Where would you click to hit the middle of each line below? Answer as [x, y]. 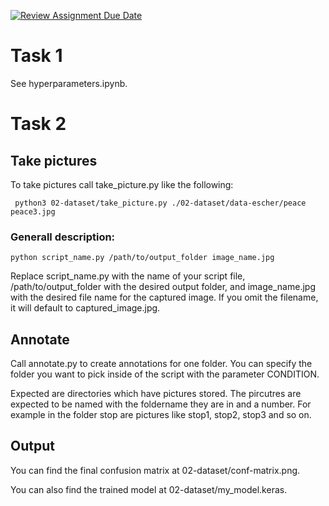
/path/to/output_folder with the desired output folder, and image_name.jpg [163, 287]
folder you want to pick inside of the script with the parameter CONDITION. [165, 374]
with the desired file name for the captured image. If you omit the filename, [164, 297]
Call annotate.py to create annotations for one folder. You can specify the [161, 364]
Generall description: [63, 237]
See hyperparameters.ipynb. [69, 83]
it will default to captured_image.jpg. [85, 308]
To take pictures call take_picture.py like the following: [122, 184]
